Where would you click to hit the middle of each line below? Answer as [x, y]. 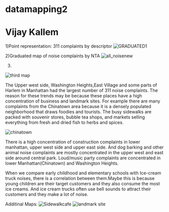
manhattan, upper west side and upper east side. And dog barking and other [84, 147]
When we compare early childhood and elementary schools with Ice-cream [83, 173]
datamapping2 [36, 9]
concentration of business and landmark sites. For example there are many [83, 101]
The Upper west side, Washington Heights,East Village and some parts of [81, 85]
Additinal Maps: [21, 204]
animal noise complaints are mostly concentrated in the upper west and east [84, 153]
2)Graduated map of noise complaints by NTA [53, 56]
